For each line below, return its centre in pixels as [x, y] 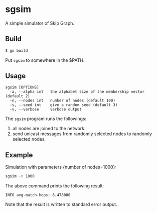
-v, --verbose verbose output [46, 110]
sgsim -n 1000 [20, 176]
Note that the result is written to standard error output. [61, 204]
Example [19, 155]
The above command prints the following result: [55, 186]
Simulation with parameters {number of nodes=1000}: [61, 167]
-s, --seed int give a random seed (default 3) [64, 105]
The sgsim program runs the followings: [46, 119]
